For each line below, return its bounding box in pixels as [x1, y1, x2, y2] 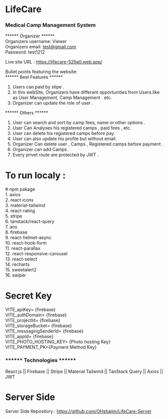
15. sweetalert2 [5, 267, 37, 273]
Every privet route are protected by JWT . [12, 152, 99, 158]
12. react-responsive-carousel [5, 251, 68, 257]
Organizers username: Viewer [5, 38, 67, 44]
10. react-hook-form [5, 240, 47, 246]
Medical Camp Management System [5, 22, 96, 29]
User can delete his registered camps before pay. [12, 130, 115, 136]
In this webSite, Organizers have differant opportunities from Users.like [12, 89, 160, 96]
